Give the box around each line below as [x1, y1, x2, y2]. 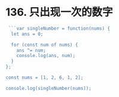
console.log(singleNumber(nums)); [5, 85, 92, 91]
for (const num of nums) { [11, 42, 78, 48]
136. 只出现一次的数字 [5, 5, 113, 19]
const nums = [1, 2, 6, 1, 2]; [5, 75, 84, 81]
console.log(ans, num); [16, 53, 76, 59]
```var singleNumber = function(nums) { [8, 25, 111, 32]
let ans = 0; [11, 31, 44, 37]
